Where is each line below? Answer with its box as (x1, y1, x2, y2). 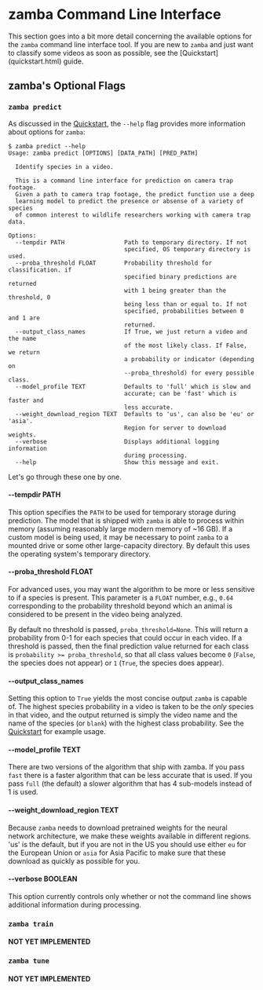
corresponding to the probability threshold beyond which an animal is (8, 601, 233, 611)
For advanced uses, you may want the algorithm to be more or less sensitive (8, 585, 255, 594)
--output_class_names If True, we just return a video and (15, 327, 247, 335)
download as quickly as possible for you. (8, 856, 141, 865)
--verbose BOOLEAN (8, 874, 78, 884)
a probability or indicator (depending (124, 355, 255, 363)
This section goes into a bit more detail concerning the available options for (8, 31, 253, 41)
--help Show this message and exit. (15, 458, 220, 466)
